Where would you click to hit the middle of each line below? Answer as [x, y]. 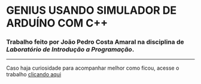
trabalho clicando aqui [34, 74]
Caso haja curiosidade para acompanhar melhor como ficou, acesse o [93, 68]
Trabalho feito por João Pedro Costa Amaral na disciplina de [95, 42]
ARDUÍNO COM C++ [57, 23]
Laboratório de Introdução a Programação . [70, 50]
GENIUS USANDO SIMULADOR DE [92, 10]
